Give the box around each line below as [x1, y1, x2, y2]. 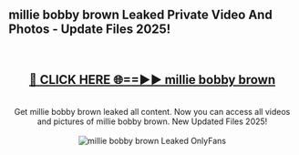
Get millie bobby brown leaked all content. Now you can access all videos [14, 106, 291, 117]
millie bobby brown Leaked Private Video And [8, 7, 273, 23]
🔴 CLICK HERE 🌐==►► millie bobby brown [29, 72, 275, 88]
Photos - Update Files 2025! [8, 22, 171, 37]
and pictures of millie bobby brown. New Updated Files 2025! [36, 116, 268, 127]
